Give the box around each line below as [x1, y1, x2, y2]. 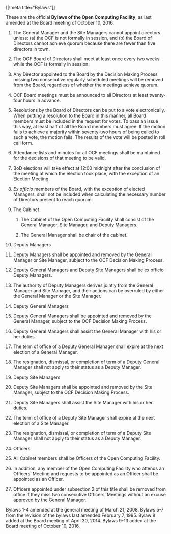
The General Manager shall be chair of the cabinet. [20, 232, 128, 238]
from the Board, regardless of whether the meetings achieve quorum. [13, 82, 159, 88]
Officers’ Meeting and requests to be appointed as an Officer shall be [13, 471, 159, 477]
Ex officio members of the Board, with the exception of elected [13, 186, 145, 192]
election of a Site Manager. [13, 420, 70, 426]
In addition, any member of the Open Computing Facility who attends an [13, 465, 164, 471]
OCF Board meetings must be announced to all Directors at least [13, 92, 149, 98]
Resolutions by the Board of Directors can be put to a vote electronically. [13, 107, 165, 113]
